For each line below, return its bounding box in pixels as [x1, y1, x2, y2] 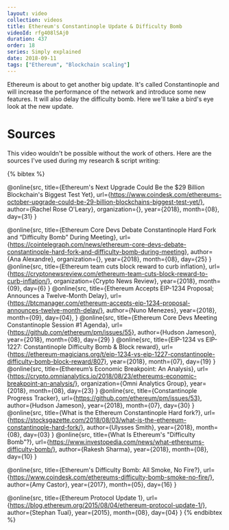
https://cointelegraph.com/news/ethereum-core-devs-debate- [9, 240, 186, 248]
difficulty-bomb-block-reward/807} [7, 357, 107, 365]
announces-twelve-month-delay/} [7, 306, 104, 314]
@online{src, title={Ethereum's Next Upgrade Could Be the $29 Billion [7, 183, 205, 191]
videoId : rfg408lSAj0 [7, 29, 69, 36]
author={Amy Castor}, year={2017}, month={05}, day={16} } [7, 480, 177, 489]
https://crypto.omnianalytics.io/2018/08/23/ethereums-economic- [9, 372, 197, 380]
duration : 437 [7, 36, 48, 43]
